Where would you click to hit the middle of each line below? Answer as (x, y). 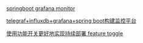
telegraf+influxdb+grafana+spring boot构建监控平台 (71, 21)
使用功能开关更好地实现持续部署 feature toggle (65, 33)
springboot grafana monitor (41, 8)
